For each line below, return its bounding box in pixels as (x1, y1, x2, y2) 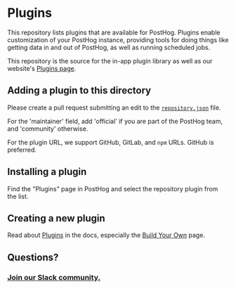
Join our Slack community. (7, 272, 100, 282)
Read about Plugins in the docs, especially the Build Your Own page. (7, 231, 206, 240)
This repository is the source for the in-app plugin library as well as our (7, 56, 213, 65)
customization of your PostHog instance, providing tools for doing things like (7, 35, 229, 44)
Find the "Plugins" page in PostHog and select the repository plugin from (7, 184, 218, 193)
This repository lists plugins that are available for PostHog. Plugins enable (7, 28, 221, 37)
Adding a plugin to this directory (7, 84, 152, 96)
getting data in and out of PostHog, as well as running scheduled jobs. (7, 43, 211, 51)
